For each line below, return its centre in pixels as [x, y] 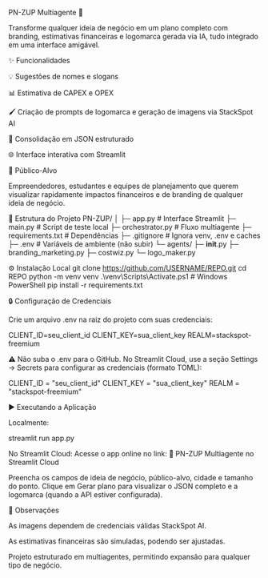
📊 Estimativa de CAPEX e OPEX [61, 93]
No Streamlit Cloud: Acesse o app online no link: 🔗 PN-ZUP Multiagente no [131, 454]
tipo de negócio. [35, 565]
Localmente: [29, 423]
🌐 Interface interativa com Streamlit [67, 155]
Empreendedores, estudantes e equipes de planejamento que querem [123, 186]
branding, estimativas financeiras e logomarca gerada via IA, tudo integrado [133, 36]
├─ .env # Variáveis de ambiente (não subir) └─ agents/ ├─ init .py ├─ [124, 244]
